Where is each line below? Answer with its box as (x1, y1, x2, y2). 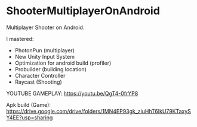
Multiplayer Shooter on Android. (6, 24, 85, 31)
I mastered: (6, 35, 34, 42)
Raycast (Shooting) (14, 78, 62, 85)
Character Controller (14, 72, 66, 79)
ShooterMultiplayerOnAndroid (6, 4, 160, 18)
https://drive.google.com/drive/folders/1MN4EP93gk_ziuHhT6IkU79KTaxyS (6, 107, 191, 115)
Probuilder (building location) (14, 65, 87, 72)
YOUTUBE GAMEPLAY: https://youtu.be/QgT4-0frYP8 (6, 90, 138, 97)
